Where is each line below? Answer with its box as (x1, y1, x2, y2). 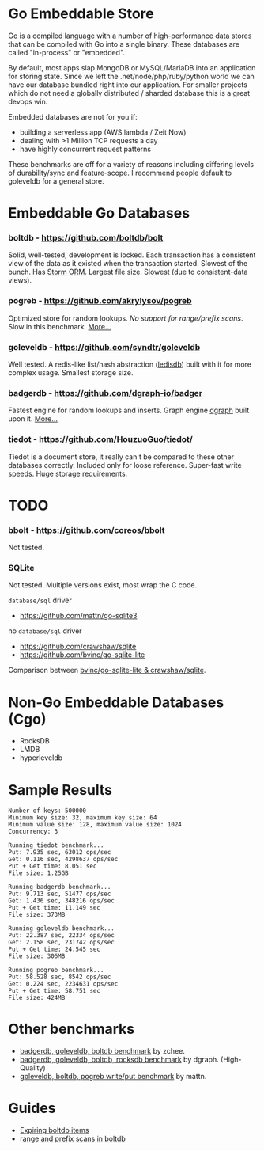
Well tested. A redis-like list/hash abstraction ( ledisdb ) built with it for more (8, 359, 251, 369)
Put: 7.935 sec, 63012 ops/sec (8, 849, 111, 857)
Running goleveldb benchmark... (8, 925, 115, 933)
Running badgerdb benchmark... (8, 883, 111, 891)
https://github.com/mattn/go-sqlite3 (19, 611, 138, 621)
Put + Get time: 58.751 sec (8, 987, 101, 995)
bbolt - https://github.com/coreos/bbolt (8, 524, 165, 535)
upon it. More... (8, 414, 58, 424)
